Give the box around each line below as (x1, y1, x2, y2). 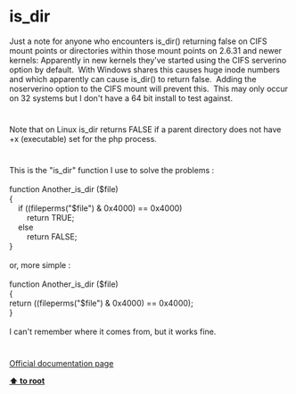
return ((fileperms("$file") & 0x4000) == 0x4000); (9, 298, 193, 309)
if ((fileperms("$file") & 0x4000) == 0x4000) (17, 203, 183, 214)
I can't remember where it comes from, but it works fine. (9, 326, 217, 337)
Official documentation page (9, 357, 114, 368)
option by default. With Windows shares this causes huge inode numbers (9, 64, 281, 75)
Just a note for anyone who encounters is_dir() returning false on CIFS (9, 36, 267, 46)
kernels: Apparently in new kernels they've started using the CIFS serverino (9, 54, 287, 65)
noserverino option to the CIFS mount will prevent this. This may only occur (9, 83, 288, 94)
